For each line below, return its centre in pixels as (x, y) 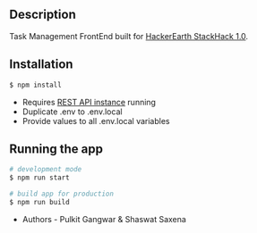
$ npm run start (39, 178)
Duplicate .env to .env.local (72, 112)
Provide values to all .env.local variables (96, 121)
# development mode (46, 170)
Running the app (56, 149)
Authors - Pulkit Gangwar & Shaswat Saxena (104, 219)
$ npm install (36, 85)
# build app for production (62, 194)
